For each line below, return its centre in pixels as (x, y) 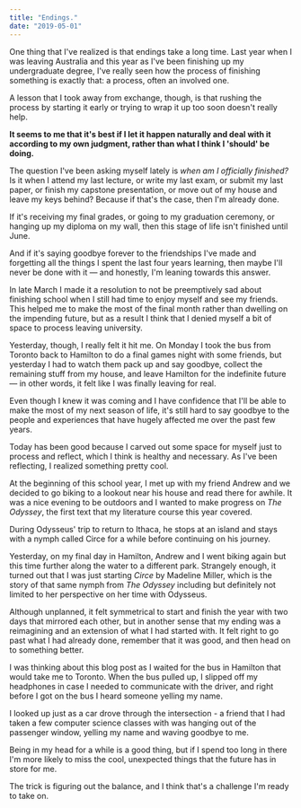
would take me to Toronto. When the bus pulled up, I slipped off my (134, 676)
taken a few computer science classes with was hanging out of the (133, 723)
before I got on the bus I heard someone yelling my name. (116, 696)
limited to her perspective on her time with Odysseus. (108, 594)
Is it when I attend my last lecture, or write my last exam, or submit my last (146, 180)
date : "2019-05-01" (46, 26)
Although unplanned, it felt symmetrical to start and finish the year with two (149, 611)
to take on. (29, 795)
